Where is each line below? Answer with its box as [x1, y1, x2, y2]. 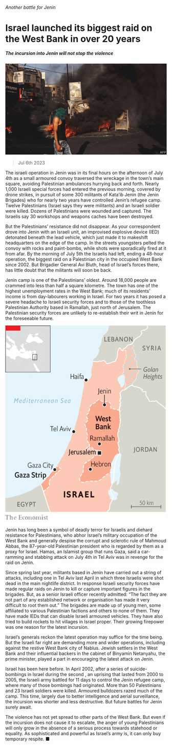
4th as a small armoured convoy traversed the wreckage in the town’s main [5, 175, 164, 181]
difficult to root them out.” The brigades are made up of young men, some [5, 602, 161, 608]
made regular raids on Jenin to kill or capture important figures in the [5, 586, 151, 592]
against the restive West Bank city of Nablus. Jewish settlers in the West [5, 645, 158, 651]
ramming [5, 554, 24, 560]
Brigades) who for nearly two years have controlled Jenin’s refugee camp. [5, 197, 162, 203]
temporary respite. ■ [5, 736, 50, 742]
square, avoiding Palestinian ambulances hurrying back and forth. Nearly [5, 180, 159, 187]
